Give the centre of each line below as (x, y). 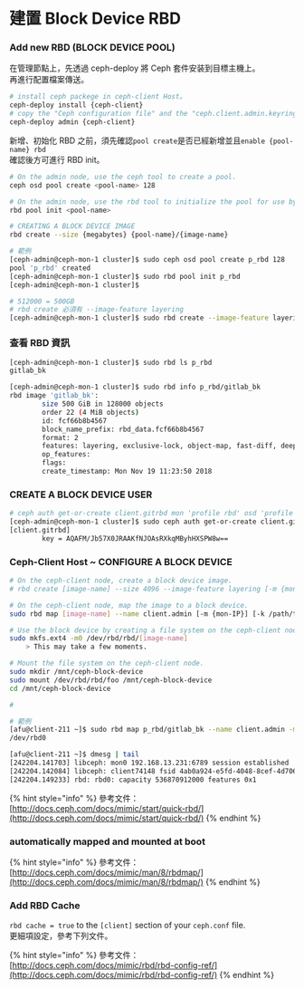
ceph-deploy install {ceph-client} (76, 105)
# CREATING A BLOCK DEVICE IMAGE (72, 226)
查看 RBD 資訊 (40, 343)
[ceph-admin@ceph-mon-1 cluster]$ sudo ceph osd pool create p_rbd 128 (147, 260)
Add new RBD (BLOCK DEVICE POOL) (92, 48)
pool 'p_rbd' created (50, 268)
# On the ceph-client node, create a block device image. (121, 581)
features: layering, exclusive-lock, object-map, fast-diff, (160, 446)
